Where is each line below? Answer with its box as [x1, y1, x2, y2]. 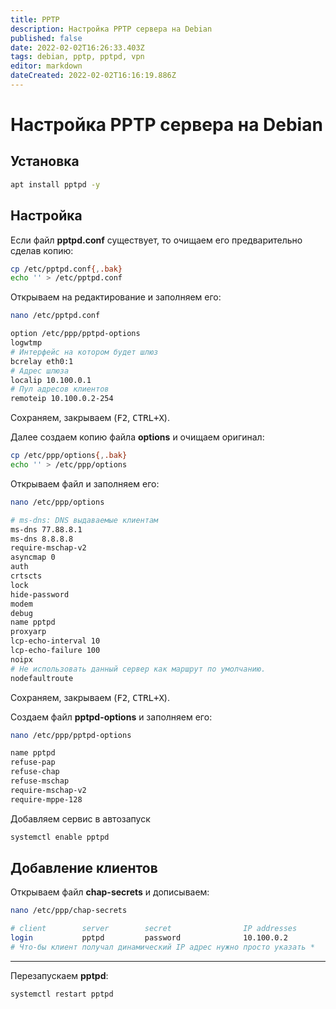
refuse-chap [10, 767, 60, 777]
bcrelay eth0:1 [10, 356, 74, 366]
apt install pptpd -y [10, 179, 101, 190]
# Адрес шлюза [10, 366, 70, 376]
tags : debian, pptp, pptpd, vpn [10, 52, 145, 62]
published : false [10, 33, 83, 43]
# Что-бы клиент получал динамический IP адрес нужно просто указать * [10, 942, 315, 952]
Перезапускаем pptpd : [10, 969, 109, 981]
